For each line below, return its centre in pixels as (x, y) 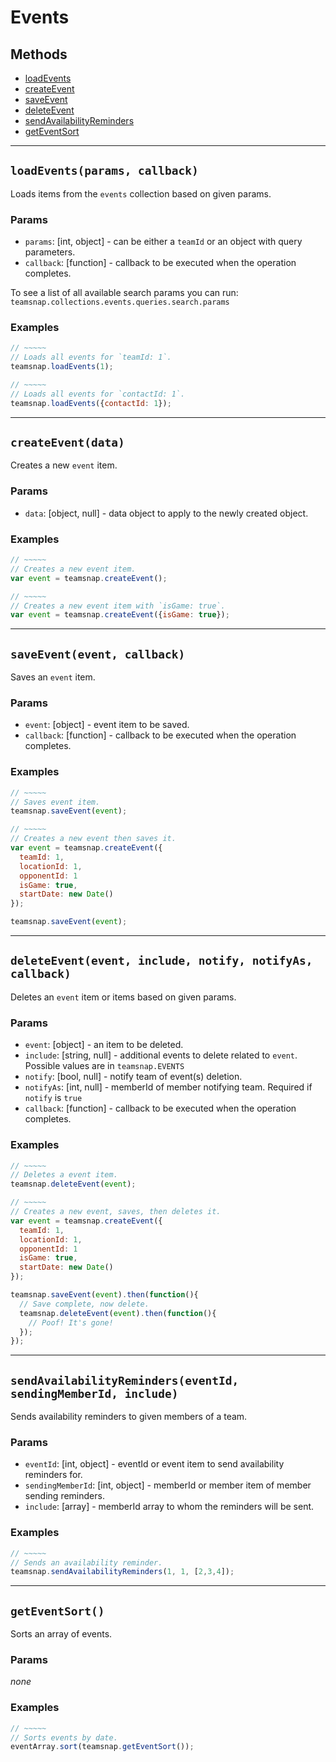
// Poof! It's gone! (71, 1322)
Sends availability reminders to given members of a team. (129, 1417)
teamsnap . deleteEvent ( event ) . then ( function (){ (118, 1313)
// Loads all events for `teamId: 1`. (91, 357)
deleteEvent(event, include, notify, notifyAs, (161, 961)
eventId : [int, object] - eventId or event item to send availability (154, 1464)
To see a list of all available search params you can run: (124, 293)
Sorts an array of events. (61, 1634)
